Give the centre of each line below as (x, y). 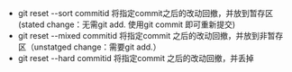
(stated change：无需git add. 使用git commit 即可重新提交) (127, 24)
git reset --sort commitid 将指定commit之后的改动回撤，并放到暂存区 (145, 13)
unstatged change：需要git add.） (97, 47)
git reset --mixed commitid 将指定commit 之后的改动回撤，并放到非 (142, 36)
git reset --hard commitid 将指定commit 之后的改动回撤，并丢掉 (136, 58)
